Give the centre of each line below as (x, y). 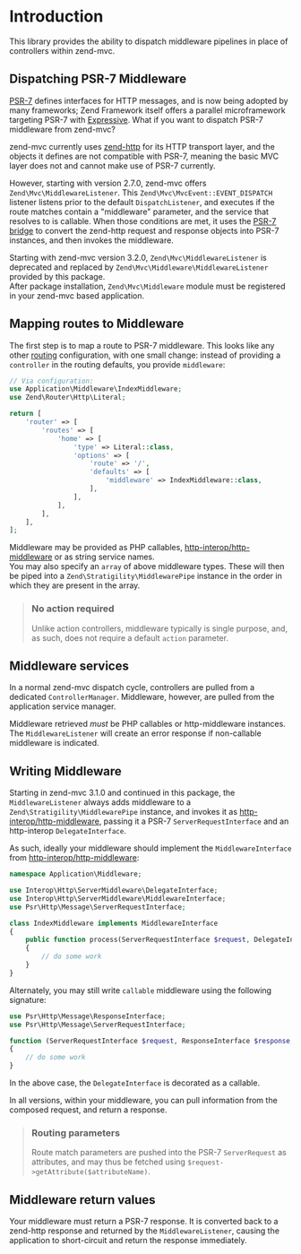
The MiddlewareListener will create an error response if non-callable (135, 733)
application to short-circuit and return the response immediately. (128, 1241)
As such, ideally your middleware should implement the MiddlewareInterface (150, 848)
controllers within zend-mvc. (62, 50)
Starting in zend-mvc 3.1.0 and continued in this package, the (122, 793)
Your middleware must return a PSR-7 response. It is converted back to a (144, 1222)
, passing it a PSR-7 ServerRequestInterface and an (194, 821)
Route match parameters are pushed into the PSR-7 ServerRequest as (159, 1153)
